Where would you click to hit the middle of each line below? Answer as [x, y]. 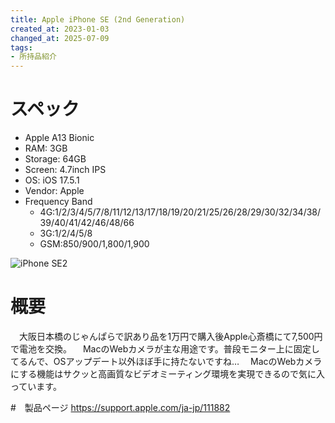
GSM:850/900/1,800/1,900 [94, 244]
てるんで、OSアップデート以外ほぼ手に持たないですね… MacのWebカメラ [166, 361]
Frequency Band [58, 202]
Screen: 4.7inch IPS [65, 170]
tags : [21, 47]
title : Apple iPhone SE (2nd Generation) [98, 19]
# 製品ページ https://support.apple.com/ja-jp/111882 [120, 407]
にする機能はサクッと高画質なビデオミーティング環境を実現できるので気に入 [168, 374]
